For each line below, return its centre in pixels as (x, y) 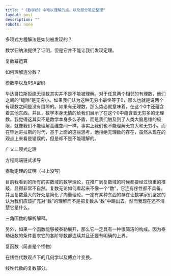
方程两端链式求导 (23, 160)
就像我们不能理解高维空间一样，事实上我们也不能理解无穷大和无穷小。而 (90, 126)
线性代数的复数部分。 (27, 268)
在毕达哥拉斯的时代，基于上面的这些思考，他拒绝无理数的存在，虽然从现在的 (85, 132)
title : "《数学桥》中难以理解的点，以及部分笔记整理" (55, 10)
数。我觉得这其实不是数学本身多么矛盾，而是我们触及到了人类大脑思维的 (81, 119)
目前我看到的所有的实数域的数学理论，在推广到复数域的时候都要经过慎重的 (83, 182)
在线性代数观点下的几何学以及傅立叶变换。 (50, 257)
